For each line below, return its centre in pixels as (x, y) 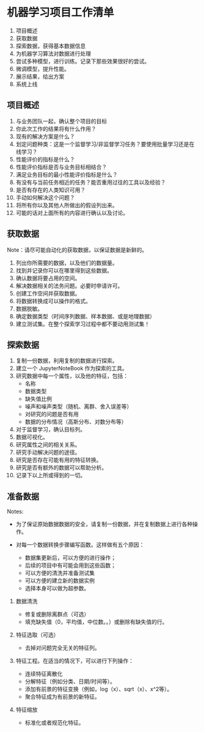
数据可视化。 (32, 437)
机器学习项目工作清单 (61, 13)
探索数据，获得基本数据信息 (51, 46)
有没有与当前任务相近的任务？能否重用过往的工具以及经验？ (91, 182)
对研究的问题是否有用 (52, 414)
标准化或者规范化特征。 (54, 723)
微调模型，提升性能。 (42, 68)
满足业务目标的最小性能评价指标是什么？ (67, 174)
